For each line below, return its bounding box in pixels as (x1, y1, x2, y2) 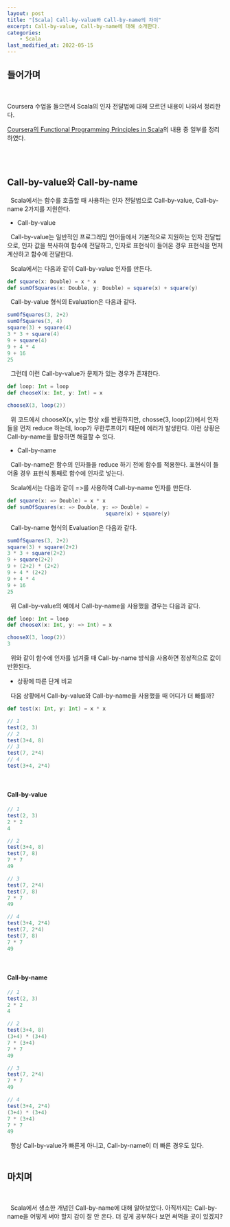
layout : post (7, 10, 45, 17)
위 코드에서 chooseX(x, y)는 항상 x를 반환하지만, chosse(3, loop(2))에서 (10, 415, 206, 423)
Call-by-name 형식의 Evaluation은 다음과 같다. (10, 523, 137, 531)
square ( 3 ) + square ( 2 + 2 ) (7, 544, 78, 551)
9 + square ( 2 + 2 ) (7, 556, 54, 564)
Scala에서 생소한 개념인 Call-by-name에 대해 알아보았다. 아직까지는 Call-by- (10, 1204, 218, 1212)
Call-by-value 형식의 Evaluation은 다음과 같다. (10, 298, 137, 306)
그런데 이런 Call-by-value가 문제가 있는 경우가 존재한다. (10, 369, 161, 378)
